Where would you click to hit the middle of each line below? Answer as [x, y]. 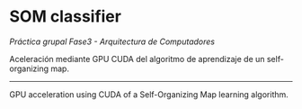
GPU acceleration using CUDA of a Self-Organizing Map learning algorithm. [149, 94]
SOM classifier [65, 17]
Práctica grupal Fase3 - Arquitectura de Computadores [112, 41]
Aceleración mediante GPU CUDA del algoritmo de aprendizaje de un [137, 59]
